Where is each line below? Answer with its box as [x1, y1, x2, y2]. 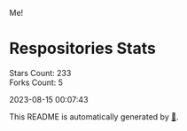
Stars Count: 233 [9, 67, 72, 78]
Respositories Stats [9, 39, 157, 58]
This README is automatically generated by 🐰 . [9, 111, 179, 122]
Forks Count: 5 [9, 77, 64, 88]
